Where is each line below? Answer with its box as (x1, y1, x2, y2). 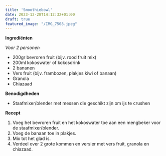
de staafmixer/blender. (12, 125, 59, 131)
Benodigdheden (5, 90, 40, 96)
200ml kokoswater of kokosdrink (12, 59, 81, 65)
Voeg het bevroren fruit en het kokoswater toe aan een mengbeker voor (12, 119, 161, 125)
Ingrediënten (5, 35, 33, 41)
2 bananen (12, 65, 35, 71)
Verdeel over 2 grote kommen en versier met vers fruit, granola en (12, 141, 149, 147)
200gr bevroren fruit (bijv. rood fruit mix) (12, 54, 97, 60)
